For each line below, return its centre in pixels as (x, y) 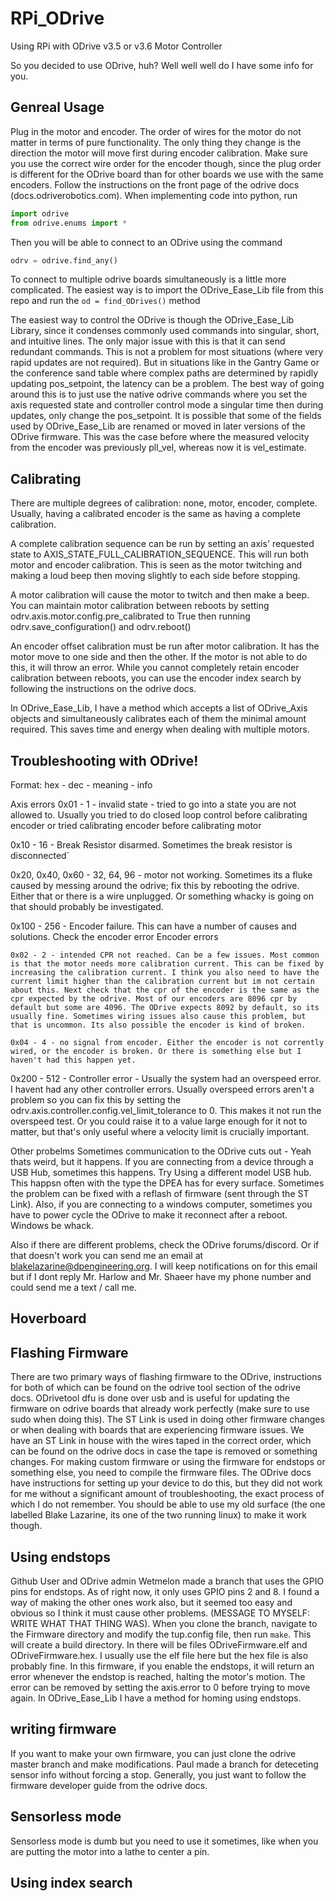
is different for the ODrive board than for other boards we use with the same (167, 174)
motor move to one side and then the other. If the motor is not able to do (159, 657)
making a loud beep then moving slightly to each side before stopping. (155, 576)
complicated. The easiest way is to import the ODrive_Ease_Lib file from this (167, 290)
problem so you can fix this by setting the (96, 1100)
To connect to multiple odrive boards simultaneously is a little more (148, 279)
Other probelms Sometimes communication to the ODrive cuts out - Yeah (161, 1151)
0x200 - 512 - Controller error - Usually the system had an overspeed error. (166, 1078)
